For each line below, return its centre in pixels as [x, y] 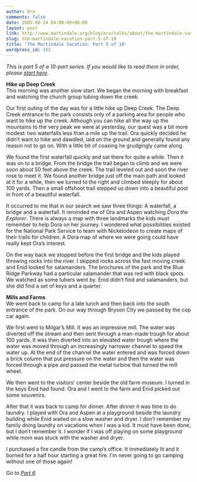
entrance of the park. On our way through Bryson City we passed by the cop [98, 310]
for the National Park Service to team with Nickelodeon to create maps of [94, 230]
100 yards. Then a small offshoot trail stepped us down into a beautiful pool [97, 188]
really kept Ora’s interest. [36, 243]
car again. [18, 316]
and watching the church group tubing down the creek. [73, 96]
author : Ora [21, 11]
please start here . [27, 73]
